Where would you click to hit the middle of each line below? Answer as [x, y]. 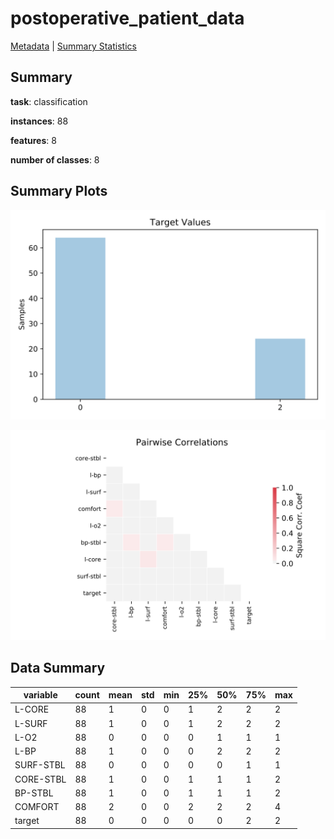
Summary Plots [59, 191]
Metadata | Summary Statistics [73, 46]
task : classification [49, 101]
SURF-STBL [40, 765]
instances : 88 [39, 121]
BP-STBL [34, 793]
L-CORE [32, 709]
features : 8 [33, 140]
